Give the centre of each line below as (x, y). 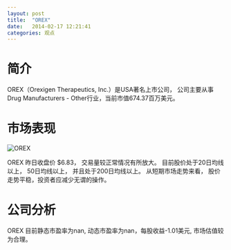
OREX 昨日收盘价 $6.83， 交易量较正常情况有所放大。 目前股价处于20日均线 (116, 162)
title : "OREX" (29, 20)
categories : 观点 (31, 33)
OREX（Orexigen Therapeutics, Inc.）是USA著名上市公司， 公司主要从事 (111, 90)
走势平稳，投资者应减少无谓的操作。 (59, 180)
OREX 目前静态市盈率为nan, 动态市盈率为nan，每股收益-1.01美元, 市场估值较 (115, 231)
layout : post (26, 13)
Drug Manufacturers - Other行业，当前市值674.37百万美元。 (93, 98)
